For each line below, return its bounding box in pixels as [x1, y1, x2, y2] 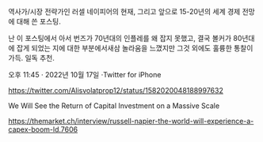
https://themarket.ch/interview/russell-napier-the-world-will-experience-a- [8, 117, 254, 125]
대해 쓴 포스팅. [16, 17, 62, 26]
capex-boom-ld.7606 [8, 125, 78, 134]
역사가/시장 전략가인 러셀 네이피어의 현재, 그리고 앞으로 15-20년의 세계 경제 [8, 7, 241, 16]
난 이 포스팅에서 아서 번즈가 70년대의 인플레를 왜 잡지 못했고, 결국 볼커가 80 [8, 34, 242, 43]
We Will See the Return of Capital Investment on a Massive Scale [8, 101, 220, 110]
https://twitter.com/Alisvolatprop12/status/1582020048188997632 [8, 86, 223, 95]
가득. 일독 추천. [8, 54, 55, 62]
